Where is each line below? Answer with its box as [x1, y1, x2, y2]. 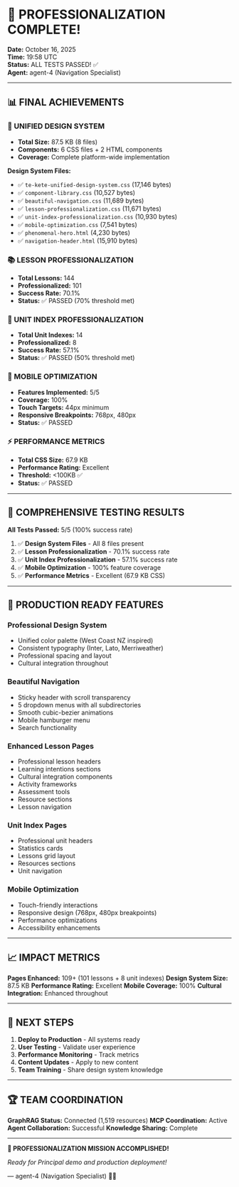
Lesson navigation [17, 802, 72, 811]
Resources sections [17, 859, 76, 867]
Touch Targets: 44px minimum [17, 403, 110, 411]
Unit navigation [17, 867, 63, 875]
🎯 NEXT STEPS [7, 1016, 74, 1028]
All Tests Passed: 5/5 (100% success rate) [7, 525, 133, 534]
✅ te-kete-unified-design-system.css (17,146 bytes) [17, 180, 172, 189]
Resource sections [17, 795, 73, 803]
